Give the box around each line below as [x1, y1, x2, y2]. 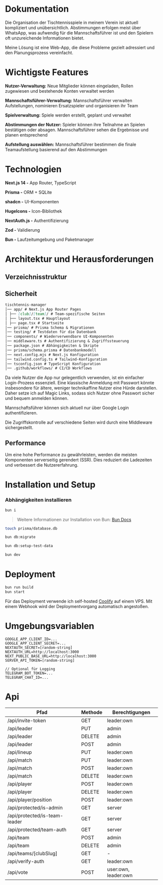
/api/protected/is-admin [7, 804, 63, 811]
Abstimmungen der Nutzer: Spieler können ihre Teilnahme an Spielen [5, 121, 146, 127]
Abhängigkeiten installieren [5, 496, 72, 503]
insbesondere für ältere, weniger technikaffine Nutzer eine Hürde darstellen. [5, 385, 158, 391]
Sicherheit [5, 289, 37, 298]
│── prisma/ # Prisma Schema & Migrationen [5, 325, 95, 330]
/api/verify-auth [7, 858, 45, 865]
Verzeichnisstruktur [5, 273, 67, 281]
